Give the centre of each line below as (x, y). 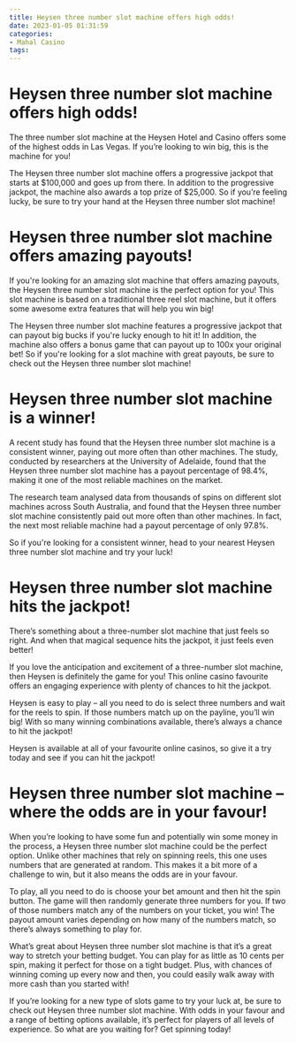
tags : (19, 50)
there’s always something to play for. (76, 929)
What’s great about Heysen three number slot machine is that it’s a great (140, 946)
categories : (31, 34)
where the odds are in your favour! (138, 813)
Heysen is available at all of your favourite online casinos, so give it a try (140, 748)
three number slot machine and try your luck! (91, 552)
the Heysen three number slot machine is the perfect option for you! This (142, 290)
